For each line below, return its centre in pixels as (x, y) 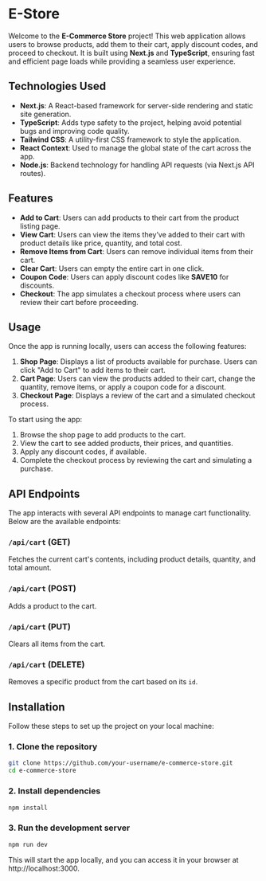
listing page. (40, 226)
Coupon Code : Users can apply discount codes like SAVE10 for (124, 276)
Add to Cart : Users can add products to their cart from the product (129, 217)
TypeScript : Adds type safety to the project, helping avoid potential (131, 122)
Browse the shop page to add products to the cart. (103, 435)
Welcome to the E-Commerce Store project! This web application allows (127, 36)
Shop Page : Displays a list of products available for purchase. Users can (138, 362)
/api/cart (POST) (43, 589)
